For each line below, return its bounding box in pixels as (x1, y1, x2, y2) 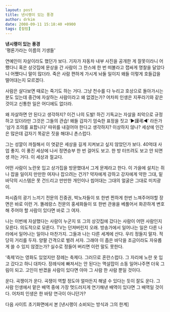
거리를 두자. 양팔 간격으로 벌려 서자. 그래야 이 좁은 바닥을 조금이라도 (14, 237, 149, 243)
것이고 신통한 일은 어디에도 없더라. (5, 101, 73, 107)
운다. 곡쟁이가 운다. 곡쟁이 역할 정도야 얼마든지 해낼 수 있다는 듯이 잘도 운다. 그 (5, 278, 161, 284)
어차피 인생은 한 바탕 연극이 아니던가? (12, 291, 86, 297)
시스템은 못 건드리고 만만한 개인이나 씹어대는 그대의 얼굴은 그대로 (18, 177, 148, 183)
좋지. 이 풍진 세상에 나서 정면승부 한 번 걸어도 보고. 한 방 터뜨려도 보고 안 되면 (10, 148, 163, 154)
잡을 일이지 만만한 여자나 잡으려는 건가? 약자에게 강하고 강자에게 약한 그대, (10, 171, 158, 177)
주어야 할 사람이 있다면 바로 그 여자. (10, 207, 81, 213)
